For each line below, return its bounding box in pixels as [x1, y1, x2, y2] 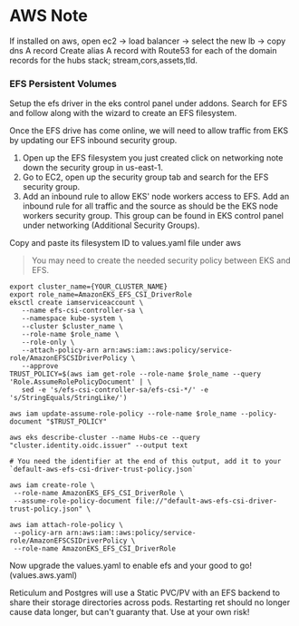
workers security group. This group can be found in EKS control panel [22, 210, 284, 221]
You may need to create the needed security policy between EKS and [31, 255, 292, 266]
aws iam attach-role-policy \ [9, 521, 124, 530]
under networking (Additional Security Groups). [22, 220, 200, 231]
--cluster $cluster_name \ [21, 322, 124, 331]
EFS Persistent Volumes [9, 77, 118, 90]
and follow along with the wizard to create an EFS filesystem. [9, 108, 237, 119]
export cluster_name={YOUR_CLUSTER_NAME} [9, 282, 169, 291]
